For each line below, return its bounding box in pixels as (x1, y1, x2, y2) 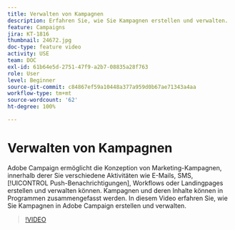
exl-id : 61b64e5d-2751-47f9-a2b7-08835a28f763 (7, 63, 149, 70)
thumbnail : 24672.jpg (7, 37, 72, 44)
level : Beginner (7, 76, 56, 84)
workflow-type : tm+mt (7, 90, 72, 97)
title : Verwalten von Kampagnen (7, 10, 104, 18)
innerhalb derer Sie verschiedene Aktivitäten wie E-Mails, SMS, (7, 171, 194, 179)
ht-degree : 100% (7, 103, 56, 110)
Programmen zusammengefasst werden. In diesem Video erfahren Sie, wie (7, 194, 229, 202)
